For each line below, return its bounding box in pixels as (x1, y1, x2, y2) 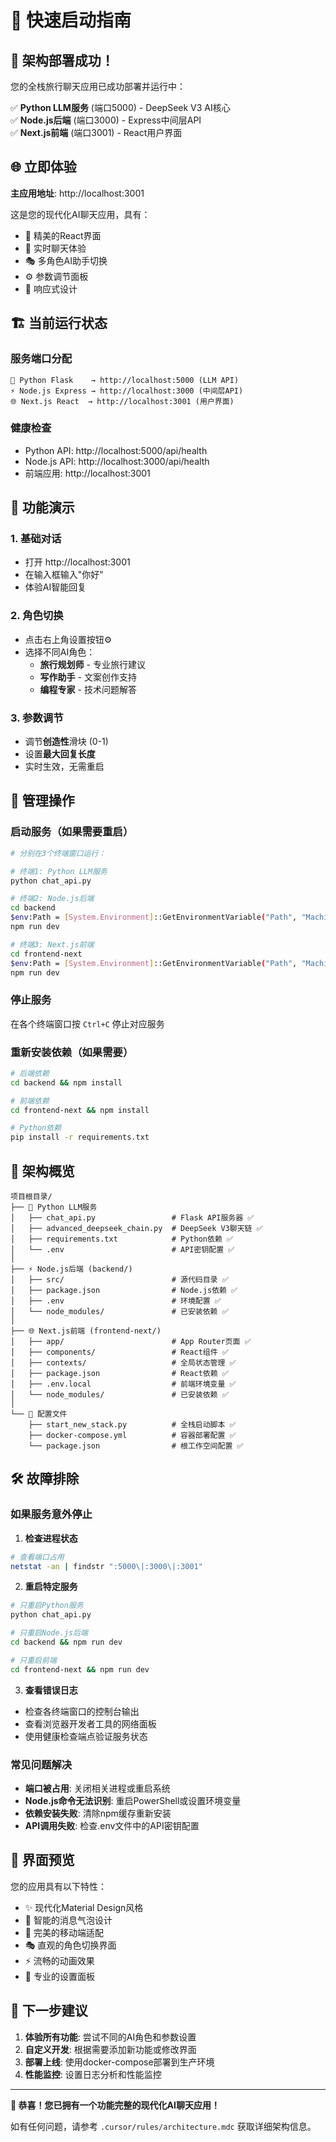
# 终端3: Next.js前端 (10, 939, 95, 950)
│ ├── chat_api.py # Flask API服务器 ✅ (10, 1213, 255, 1223)
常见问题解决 (10, 1757, 73, 1771)
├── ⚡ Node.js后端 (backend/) (10, 1264, 133, 1275)
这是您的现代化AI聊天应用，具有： (10, 208, 151, 220)
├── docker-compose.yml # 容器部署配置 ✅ (28, 1431, 237, 1441)
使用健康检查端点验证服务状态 (24, 1730, 148, 1742)
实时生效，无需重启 (24, 761, 105, 773)
